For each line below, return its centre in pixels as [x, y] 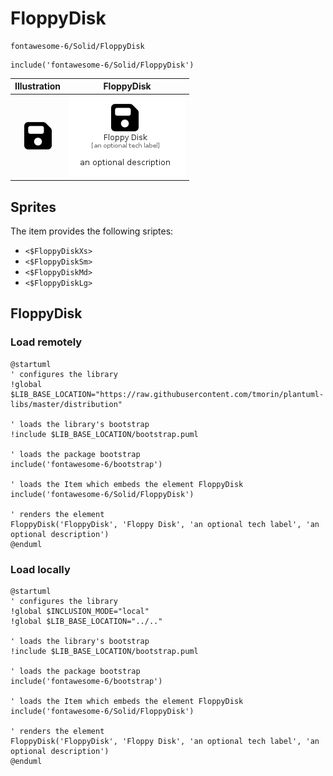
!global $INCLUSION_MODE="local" [80, 611]
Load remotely [46, 342]
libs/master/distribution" [66, 404]
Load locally [40, 569]
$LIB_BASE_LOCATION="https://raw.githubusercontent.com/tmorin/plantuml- [167, 394]
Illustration [38, 86]
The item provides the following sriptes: [92, 231]
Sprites [33, 207]
